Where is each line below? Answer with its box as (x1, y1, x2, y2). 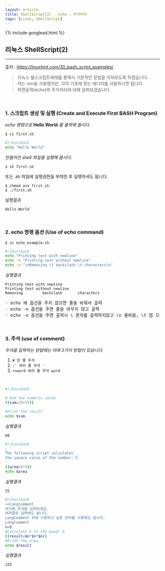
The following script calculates (5, 451, 74, 456)
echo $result (5, 543, 32, 548)
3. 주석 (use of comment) (5, 335, 65, 342)
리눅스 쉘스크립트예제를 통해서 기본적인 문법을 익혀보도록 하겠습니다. (17, 74, 149, 80)
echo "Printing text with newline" (5, 253, 78, 259)
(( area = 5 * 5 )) (5, 465, 32, 470)
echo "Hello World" (5, 145, 45, 150)
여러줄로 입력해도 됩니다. (5, 511, 49, 516)
